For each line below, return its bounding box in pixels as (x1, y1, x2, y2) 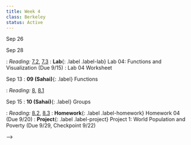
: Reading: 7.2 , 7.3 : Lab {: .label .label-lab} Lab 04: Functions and (6, 58, 162, 65)
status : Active (6, 19, 43, 25)
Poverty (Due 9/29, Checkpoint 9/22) (6, 122, 96, 129)
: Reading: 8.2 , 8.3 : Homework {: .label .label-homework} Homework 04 (6, 109, 180, 117)
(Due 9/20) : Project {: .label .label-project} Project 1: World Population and (6, 116, 186, 123)
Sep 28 (6, 47, 23, 54)
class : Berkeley (6, 14, 46, 20)
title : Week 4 (6, 8, 41, 15)
